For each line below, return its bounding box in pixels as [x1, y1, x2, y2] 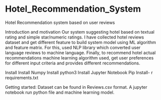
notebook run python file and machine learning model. [5, 89, 115, 95]
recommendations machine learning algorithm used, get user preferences [5, 55, 154, 60]
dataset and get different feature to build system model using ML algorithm [5, 39, 156, 45]
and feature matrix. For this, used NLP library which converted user [5, 44, 141, 50]
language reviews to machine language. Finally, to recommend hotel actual [5, 50, 156, 56]
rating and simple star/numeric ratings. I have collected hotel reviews [5, 34, 144, 40]
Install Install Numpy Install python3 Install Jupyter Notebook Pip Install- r [5, 69, 153, 75]
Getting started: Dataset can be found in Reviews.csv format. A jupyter [5, 84, 148, 90]
